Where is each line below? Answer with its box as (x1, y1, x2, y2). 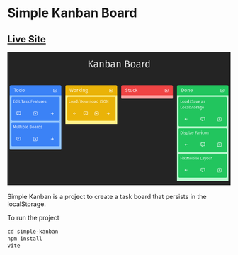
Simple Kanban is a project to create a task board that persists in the (7, 193, 207, 201)
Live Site (7, 33, 46, 45)
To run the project (7, 214, 60, 222)
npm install (7, 235, 42, 242)
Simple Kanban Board (7, 5, 137, 21)
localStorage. (7, 200, 46, 208)
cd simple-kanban (7, 228, 59, 235)
